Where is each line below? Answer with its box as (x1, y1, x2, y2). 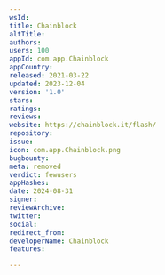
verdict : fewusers (9, 170, 77, 179)
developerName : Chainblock (9, 237, 109, 246)
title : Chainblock (9, 21, 77, 30)
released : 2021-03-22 (9, 71, 90, 80)
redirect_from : (9, 228, 66, 237)
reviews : (9, 112, 42, 121)
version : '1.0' (9, 87, 66, 96)
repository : (9, 129, 53, 138)
